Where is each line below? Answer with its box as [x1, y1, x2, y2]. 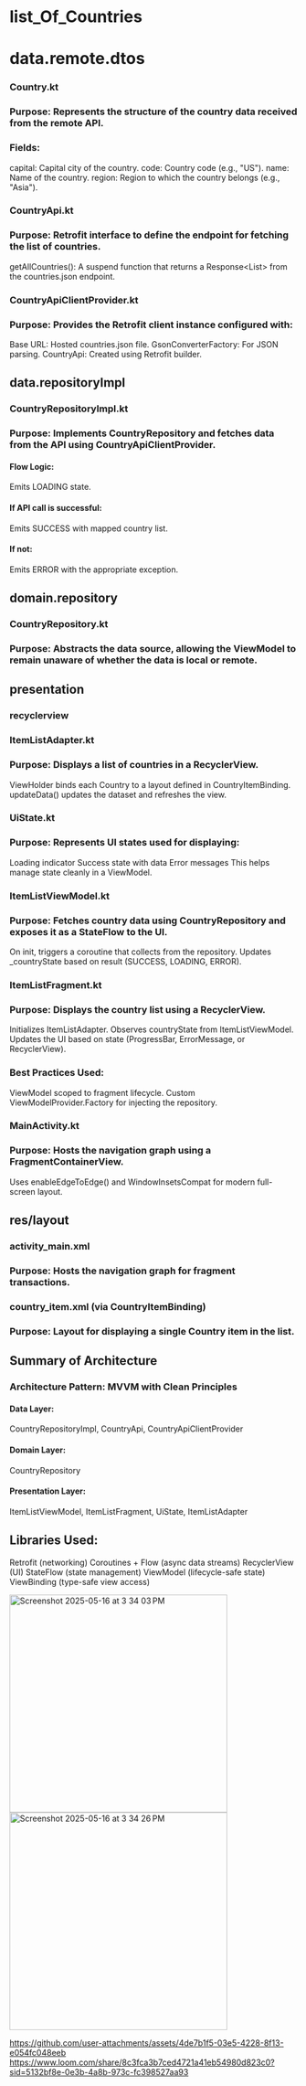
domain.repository [9, 591, 119, 606]
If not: [9, 544, 33, 555]
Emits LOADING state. [9, 482, 91, 493]
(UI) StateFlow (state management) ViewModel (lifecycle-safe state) [9, 1566, 266, 1578]
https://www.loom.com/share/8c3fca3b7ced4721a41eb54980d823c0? [9, 2057, 276, 2068]
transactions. [9, 1275, 70, 1288]
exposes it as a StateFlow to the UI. [9, 925, 168, 938]
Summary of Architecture [9, 1353, 158, 1368]
